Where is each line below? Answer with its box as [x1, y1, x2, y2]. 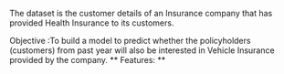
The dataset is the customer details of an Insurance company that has [9, 8, 273, 18]
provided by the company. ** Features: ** [9, 55, 166, 65]
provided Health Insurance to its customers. [9, 17, 174, 28]
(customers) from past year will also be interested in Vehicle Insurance [9, 45, 276, 56]
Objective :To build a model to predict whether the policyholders [9, 36, 251, 46]
